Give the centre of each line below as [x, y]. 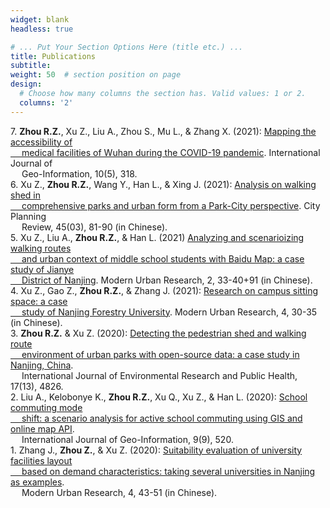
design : [26, 84]
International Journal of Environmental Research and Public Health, [159, 375]
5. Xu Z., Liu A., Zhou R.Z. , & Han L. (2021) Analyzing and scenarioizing [157, 237]
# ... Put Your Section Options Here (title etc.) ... [127, 47]
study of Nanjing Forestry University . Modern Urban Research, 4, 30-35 [169, 312]
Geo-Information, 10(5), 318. [79, 173]
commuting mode [46, 407]
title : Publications [53, 56]
